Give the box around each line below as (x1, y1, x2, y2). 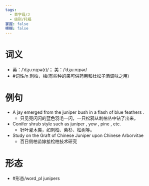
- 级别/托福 (9, 17, 31, 22)
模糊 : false (5, 26, 28, 31)
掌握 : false (5, 21, 28, 27)
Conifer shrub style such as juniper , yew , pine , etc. (12, 121, 121, 127)
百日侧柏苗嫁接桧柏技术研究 (19, 138, 77, 144)
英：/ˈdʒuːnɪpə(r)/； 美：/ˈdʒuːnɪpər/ (12, 67, 87, 73)
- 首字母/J (9, 12, 30, 17)
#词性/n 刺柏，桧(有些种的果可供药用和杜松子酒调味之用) (12, 73, 129, 79)
